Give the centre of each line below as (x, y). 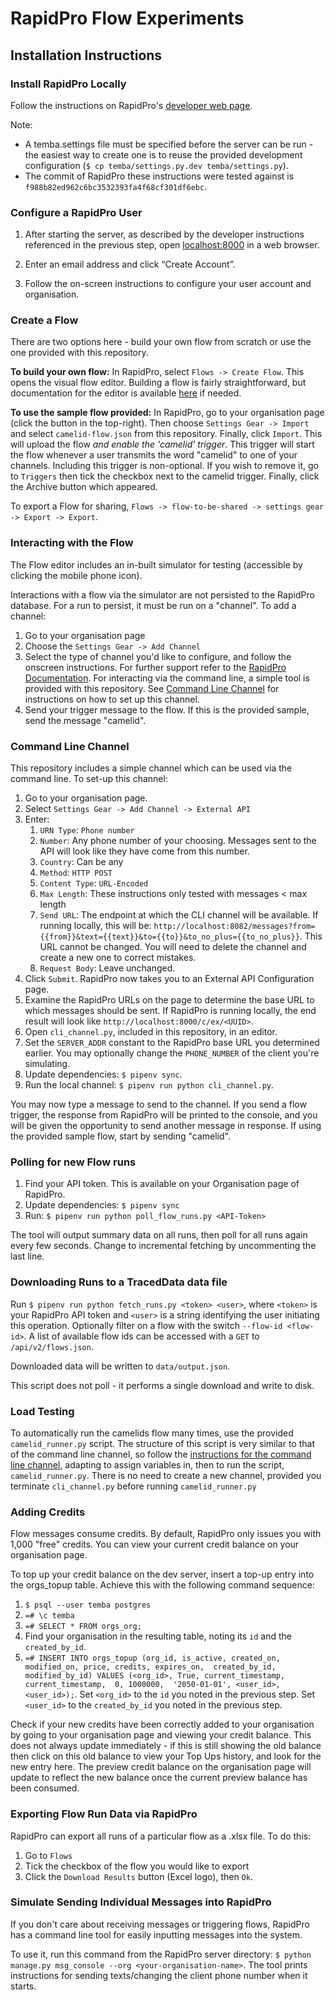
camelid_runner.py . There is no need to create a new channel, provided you (166, 1475)
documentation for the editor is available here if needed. (126, 393)
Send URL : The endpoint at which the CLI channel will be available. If (179, 915)
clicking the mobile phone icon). (76, 575)
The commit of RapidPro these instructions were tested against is (159, 176)
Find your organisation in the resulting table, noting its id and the (158, 1636)
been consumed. (45, 1788)
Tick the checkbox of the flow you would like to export (137, 1866)
